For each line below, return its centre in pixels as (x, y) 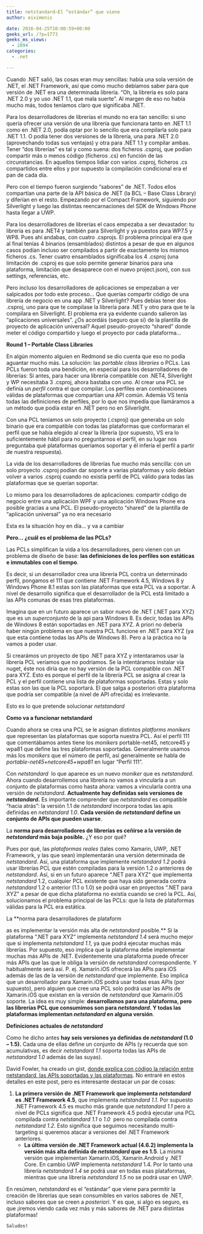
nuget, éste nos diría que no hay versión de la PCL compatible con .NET (96, 668)
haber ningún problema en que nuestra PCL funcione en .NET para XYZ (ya (100, 631)
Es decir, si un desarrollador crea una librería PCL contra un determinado (97, 574)
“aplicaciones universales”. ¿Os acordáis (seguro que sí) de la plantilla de (97, 320)
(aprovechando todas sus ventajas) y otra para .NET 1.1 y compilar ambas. (98, 143)
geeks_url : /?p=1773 (32, 34)
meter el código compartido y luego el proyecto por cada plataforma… (94, 333)
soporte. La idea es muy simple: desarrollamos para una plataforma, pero (99, 1001)
